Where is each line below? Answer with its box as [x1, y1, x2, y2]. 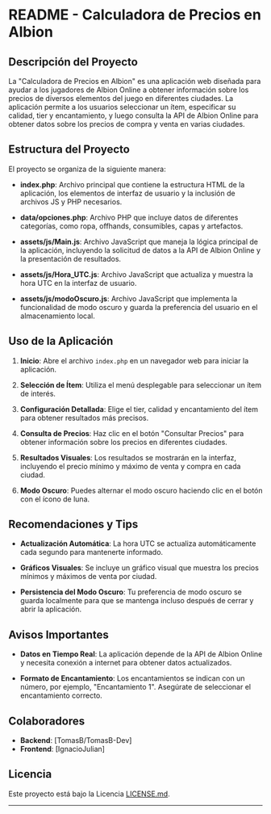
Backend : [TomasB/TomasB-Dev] [19, 736, 132, 745]
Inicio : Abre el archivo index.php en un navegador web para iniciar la [19, 355, 249, 365]
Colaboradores [8, 714, 85, 728]
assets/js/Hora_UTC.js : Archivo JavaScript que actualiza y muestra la [19, 269, 254, 279]
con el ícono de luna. [19, 494, 90, 504]
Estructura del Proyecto [8, 143, 131, 157]
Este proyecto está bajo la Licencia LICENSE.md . [8, 789, 171, 799]
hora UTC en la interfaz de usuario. [19, 278, 137, 287]
